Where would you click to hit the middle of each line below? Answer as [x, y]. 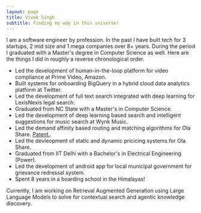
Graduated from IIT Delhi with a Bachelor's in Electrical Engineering [98, 154]
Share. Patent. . [33, 134]
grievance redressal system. [50, 173]
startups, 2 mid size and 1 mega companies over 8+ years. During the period [101, 46]
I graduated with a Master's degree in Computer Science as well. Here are [97, 53]
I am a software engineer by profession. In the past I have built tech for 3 [96, 40]
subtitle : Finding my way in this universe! [63, 23]
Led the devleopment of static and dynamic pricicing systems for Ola [100, 141]
